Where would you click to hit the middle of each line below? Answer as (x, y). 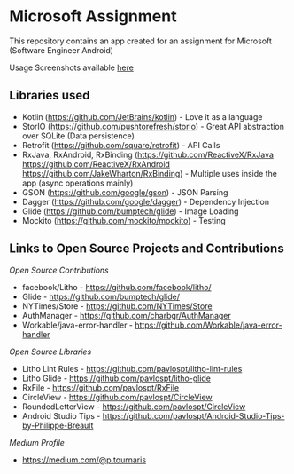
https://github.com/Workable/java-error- (209, 325)
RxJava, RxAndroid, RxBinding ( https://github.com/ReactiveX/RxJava (148, 154)
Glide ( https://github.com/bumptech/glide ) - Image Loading (130, 211)
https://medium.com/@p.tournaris (84, 460)
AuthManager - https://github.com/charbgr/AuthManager (127, 315)
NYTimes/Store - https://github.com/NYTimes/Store (117, 306)
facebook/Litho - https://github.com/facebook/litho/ (116, 287)
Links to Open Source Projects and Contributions (147, 249)
